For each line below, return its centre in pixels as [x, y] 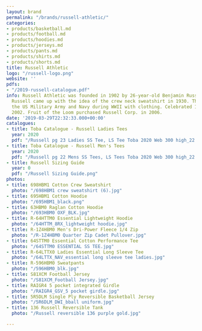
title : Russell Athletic [37, 68]
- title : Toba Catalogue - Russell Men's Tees [66, 146]
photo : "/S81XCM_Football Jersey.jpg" [60, 280]
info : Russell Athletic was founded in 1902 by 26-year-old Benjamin [95, 96]
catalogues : [21, 124]
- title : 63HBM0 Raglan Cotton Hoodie [55, 207]
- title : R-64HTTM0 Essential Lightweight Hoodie [70, 219]
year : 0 [21, 168]
